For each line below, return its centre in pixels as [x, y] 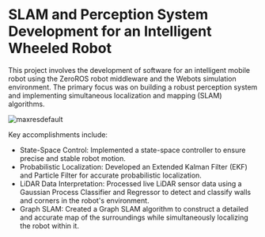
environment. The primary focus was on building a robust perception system [133, 87]
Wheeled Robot [60, 48]
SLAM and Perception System [108, 15]
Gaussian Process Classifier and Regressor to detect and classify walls [135, 192]
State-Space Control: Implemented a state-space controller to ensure [132, 150]
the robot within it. [49, 226]
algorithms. [26, 104]
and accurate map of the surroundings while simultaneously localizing [134, 217]
